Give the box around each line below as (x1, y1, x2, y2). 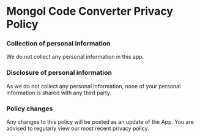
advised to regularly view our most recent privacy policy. (6, 125, 150, 132)
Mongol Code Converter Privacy (6, 4, 173, 18)
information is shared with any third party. (6, 89, 112, 96)
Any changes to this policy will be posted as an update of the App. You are (6, 118, 194, 126)
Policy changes (6, 104, 53, 113)
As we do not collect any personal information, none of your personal (6, 82, 181, 90)
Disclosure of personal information (6, 69, 112, 77)
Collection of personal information (6, 39, 111, 48)
